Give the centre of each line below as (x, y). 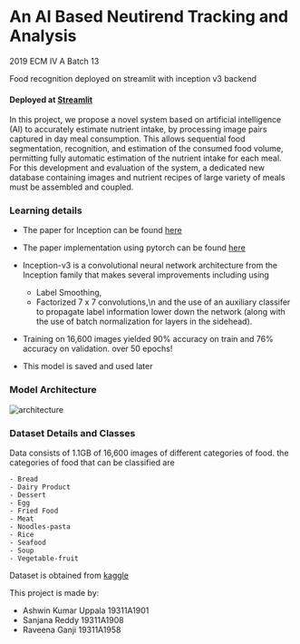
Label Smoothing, (69, 293)
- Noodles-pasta (40, 527)
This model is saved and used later (87, 366)
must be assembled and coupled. (72, 187)
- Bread (24, 479)
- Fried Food (34, 511)
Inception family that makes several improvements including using (146, 275)
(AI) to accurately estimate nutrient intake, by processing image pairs (138, 130)
